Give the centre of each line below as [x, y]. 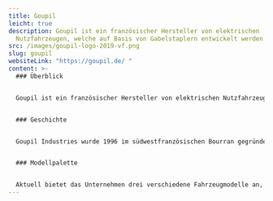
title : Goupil [32, 16]
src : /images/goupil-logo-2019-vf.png [74, 46]
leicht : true [30, 24]
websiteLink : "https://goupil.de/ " [70, 62]
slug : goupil [30, 53]
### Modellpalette [47, 163]
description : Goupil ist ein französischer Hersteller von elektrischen [134, 31]
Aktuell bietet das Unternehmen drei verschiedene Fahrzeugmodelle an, [140, 185]
